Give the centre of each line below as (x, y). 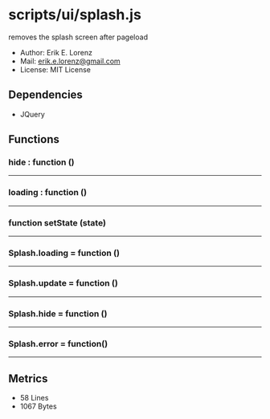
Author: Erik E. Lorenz (56, 52)
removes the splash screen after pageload (78, 37)
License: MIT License (55, 69)
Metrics (28, 378)
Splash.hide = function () (58, 313)
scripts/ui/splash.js (75, 15)
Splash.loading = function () (64, 253)
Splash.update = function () (63, 283)
